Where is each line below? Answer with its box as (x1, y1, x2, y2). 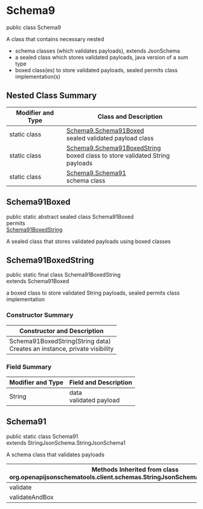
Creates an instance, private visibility (9, 344, 114, 353)
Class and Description (97, 112, 163, 121)
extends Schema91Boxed (6, 278, 69, 285)
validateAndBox (9, 493, 54, 501)
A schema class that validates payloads (6, 451, 105, 458)
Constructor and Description (19, 327, 104, 335)
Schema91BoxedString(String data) (9, 337, 111, 345)
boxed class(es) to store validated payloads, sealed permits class (14, 66, 178, 73)
